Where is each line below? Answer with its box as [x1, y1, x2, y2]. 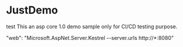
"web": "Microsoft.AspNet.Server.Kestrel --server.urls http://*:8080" [6, 34, 174, 41]
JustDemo [6, 4, 58, 17]
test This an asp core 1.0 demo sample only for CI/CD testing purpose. [6, 23, 178, 30]
